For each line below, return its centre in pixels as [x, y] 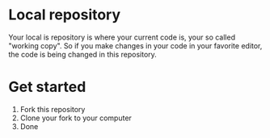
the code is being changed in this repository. [83, 54]
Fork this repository [53, 109]
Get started [47, 87]
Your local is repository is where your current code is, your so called [122, 37]
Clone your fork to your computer [76, 118]
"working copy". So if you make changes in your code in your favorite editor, [135, 45]
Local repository [65, 15]
